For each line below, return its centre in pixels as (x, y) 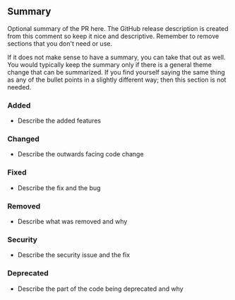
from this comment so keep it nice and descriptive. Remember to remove (113, 36)
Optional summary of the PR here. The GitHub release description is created (118, 28)
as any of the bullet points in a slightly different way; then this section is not (117, 80)
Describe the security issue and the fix (74, 255)
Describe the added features (59, 121)
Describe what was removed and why (72, 221)
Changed (24, 139)
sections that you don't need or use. (60, 43)
